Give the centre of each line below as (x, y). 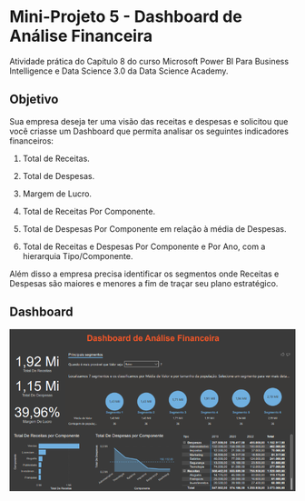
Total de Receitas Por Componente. (89, 211)
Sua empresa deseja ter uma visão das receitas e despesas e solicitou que (149, 121)
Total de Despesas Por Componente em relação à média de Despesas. (155, 228)
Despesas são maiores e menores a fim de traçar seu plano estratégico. (144, 283)
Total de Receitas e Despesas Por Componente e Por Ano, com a (144, 246)
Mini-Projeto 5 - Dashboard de (126, 17)
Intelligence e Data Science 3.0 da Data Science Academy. (119, 71)
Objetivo (34, 100)
